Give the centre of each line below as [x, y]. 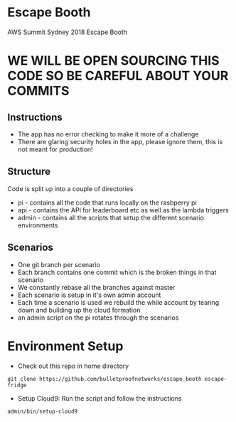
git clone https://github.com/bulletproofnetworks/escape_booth [104, 379]
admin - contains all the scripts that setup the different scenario [111, 217]
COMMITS [38, 91]
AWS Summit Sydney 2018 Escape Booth [68, 32]
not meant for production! [55, 149]
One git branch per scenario [59, 264]
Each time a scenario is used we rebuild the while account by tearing [118, 302]
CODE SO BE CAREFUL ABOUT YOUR [118, 76]
